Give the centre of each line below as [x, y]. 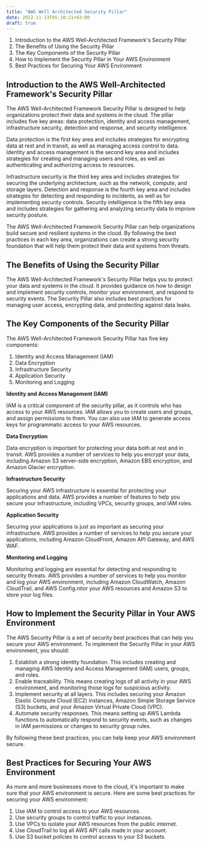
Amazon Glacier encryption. [41, 467]
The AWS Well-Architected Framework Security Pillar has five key [87, 338]
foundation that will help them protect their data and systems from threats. [98, 246]
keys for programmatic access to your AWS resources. [74, 425]
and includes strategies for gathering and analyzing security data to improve [101, 209]
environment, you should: [38, 650]
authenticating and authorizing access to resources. [71, 165]
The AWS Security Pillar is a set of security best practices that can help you [100, 637]
